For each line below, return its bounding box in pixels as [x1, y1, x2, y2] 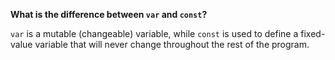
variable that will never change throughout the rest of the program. [34, 39, 310, 50]
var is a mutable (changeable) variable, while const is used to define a [10, 28, 299, 39]
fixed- [300, 28, 326, 39]
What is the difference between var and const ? [10, 9, 208, 20]
